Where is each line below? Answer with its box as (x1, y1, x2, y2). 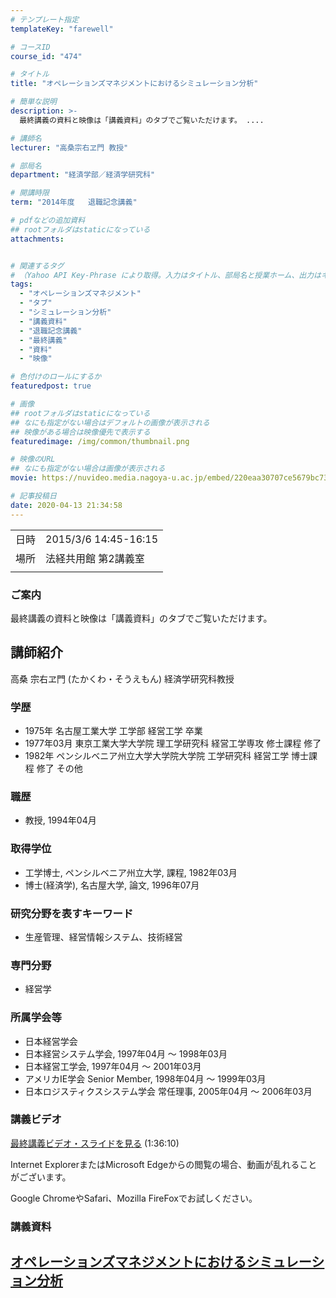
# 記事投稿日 (10, 491, 57, 501)
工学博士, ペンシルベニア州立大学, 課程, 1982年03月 (24, 866, 238, 878)
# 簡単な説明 (10, 97, 57, 107)
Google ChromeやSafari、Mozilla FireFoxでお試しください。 (10, 1192, 258, 1204)
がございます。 (10, 1171, 72, 1183)
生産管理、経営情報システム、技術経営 (24, 931, 183, 943)
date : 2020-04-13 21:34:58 (10, 500, 123, 510)
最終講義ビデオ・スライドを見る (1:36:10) (10, 1137, 180, 1149)
